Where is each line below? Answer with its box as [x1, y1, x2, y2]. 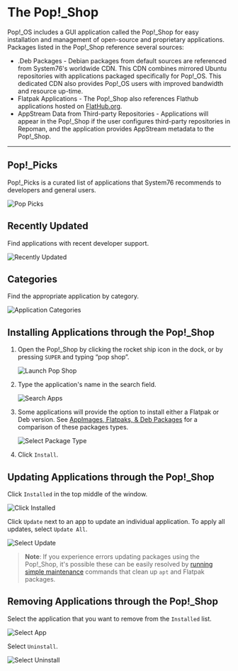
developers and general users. [7, 185, 97, 194]
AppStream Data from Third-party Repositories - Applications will [17, 109, 209, 118]
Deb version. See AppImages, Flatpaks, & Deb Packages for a [17, 415, 198, 424]
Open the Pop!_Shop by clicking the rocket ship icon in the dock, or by [17, 345, 223, 354]
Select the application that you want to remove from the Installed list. [7, 614, 212, 623]
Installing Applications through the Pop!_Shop [7, 326, 215, 338]
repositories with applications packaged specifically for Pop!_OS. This [17, 72, 222, 80]
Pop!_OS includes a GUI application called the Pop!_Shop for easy [7, 28, 200, 36]
